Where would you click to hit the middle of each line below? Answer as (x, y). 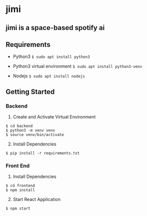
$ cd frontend (20, 186)
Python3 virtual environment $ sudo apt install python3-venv (77, 66)
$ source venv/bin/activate (35, 135)
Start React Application (36, 199)
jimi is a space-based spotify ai (55, 28)
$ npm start (18, 208)
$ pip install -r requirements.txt (43, 153)
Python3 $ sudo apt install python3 (51, 56)
